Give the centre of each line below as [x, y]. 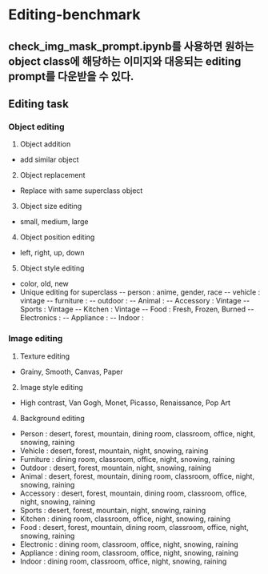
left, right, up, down [52, 253]
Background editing [52, 418]
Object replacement [52, 175]
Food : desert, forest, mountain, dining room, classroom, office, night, [134, 527]
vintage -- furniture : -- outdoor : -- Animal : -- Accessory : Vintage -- [135, 301]
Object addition [45, 144]
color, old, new [44, 284]
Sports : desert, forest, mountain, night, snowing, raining [113, 510]
